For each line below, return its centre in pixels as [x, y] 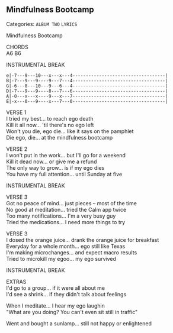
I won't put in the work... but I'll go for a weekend [66, 155]
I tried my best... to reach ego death [50, 118]
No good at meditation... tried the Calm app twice [66, 209]
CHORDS [17, 47]
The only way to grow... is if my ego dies [55, 167]
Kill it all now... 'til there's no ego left [50, 125]
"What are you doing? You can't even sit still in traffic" [72, 312]
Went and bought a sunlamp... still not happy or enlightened [79, 323]
